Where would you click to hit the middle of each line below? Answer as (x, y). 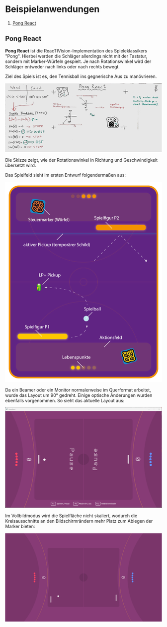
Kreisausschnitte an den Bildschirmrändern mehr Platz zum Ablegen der (79, 521)
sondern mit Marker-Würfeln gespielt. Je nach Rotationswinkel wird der (78, 61)
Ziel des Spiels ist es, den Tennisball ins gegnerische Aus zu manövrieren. (81, 76)
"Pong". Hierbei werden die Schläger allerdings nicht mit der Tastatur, (76, 56)
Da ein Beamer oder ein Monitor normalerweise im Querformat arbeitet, (78, 390)
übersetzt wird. (21, 165)
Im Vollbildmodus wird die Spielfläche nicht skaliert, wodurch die (71, 516)
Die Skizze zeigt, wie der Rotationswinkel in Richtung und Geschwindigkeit (82, 160)
